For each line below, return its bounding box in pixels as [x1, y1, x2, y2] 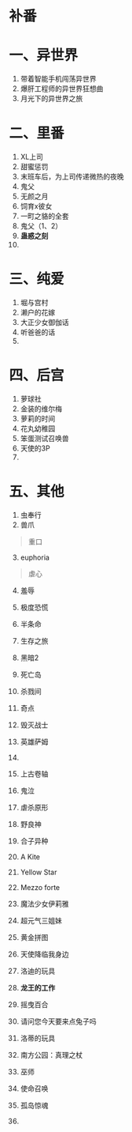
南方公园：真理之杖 [20, 1050, 83, 1059]
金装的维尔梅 [20, 404, 62, 413]
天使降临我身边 [20, 949, 69, 959]
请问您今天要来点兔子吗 [20, 1017, 97, 1026]
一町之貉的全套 [20, 211, 69, 221]
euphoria [20, 553, 50, 562]
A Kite [20, 851, 41, 862]
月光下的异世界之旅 [20, 94, 83, 104]
